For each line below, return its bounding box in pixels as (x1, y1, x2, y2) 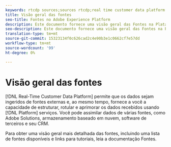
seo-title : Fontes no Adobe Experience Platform (5, 17, 110, 22)
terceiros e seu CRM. (5, 120, 49, 127)
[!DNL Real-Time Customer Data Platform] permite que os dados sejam (5, 93, 154, 100)
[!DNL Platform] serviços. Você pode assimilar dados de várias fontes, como (5, 110, 165, 116)
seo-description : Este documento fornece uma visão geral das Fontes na (5, 27, 163, 32)
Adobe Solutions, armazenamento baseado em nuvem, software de (5, 115, 147, 121)
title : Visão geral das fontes (5, 12, 72, 17)
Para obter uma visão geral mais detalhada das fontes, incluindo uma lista (5, 131, 160, 137)
